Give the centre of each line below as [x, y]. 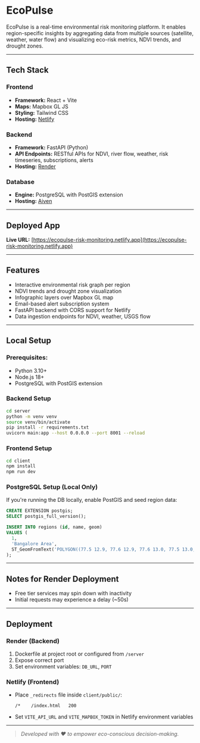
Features [23, 271]
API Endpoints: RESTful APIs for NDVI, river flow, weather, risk [91, 154]
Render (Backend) [33, 641]
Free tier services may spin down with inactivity [73, 594]
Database [20, 182]
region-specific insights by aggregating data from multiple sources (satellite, [100, 33]
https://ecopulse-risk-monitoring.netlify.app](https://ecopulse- [110, 240]
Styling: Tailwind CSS [42, 113]
